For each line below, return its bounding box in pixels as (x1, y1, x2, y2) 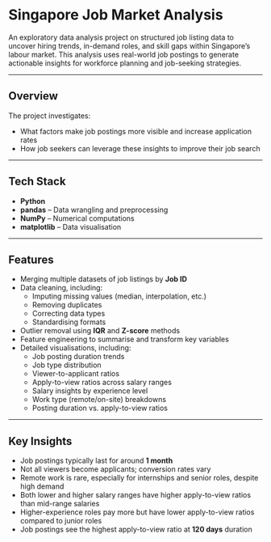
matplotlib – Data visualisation (19, 222, 122, 231)
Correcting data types (31, 309, 106, 319)
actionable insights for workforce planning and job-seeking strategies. (8, 58, 242, 68)
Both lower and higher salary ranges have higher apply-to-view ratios (19, 490, 252, 500)
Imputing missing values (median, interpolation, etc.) (31, 291, 207, 301)
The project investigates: (8, 111, 91, 121)
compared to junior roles (19, 516, 102, 526)
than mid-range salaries (19, 499, 100, 509)
